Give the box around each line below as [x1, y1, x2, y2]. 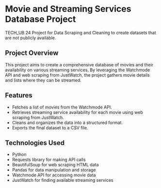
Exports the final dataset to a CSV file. [12, 125, 88, 130]
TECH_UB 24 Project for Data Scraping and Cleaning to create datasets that [5, 30, 156, 35]
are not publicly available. [5, 35, 56, 41]
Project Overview [5, 49, 59, 57]
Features [5, 91, 32, 100]
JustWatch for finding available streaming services [12, 177, 113, 183]
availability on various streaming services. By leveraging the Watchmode [5, 67, 150, 73]
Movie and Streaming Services [5, 3, 131, 15]
